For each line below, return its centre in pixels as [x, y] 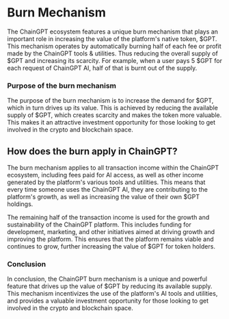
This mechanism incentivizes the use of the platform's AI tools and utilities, [112, 294]
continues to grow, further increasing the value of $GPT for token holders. [111, 246]
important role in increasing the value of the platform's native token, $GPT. [112, 38]
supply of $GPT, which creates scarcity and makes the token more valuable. [114, 115]
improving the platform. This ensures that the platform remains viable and [110, 239]
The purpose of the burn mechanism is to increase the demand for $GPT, [110, 101]
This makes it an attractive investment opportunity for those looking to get [111, 123]
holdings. [20, 204]
